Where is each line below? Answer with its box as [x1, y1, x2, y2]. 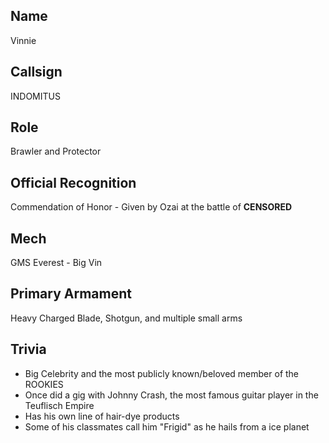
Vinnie [10, 34, 37, 46]
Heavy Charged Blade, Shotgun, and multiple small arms [10, 312, 243, 324]
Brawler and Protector [10, 145, 102, 158]
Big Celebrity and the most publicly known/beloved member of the [24, 367, 300, 379]
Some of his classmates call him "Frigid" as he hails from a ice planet [24, 420, 310, 433]
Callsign [10, 64, 63, 81]
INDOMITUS [10, 90, 61, 102]
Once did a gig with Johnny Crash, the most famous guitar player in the [24, 389, 319, 401]
